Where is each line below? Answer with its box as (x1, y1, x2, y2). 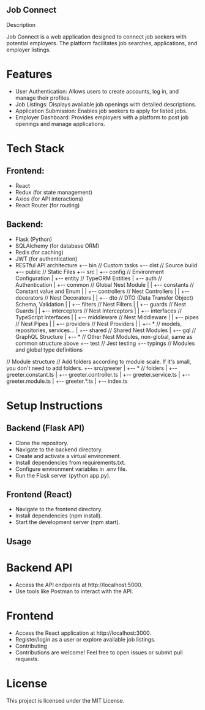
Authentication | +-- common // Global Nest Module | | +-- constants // (15, 281, 194, 288)
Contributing (15, 642, 47, 649)
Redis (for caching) (15, 248, 64, 256)
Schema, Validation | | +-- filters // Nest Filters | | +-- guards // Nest (15, 300, 187, 308)
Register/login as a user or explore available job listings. (15, 635, 156, 643)
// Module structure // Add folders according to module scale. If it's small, (6, 358, 192, 365)
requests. (15, 655, 40, 662)
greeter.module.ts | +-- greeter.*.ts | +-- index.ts (6, 377, 128, 385)
